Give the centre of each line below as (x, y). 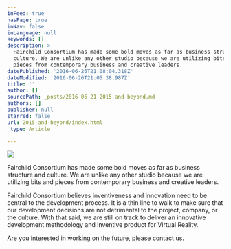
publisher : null (30, 110)
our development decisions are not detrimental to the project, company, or (112, 210)
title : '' (21, 84)
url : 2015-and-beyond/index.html (55, 122)
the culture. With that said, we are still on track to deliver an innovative (107, 217)
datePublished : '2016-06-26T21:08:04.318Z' (70, 71)
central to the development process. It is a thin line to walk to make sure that (115, 203)
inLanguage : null (32, 33)
